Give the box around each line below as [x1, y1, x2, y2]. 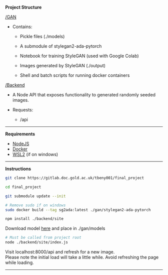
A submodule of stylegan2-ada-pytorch [19, 43, 102, 49]
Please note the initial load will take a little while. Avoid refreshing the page [5, 254, 159, 260]
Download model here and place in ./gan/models [5, 225, 105, 231]
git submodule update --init [5, 193, 66, 199]
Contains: [12, 24, 32, 30]
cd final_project [5, 184, 41, 190]
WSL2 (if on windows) [12, 152, 58, 157]
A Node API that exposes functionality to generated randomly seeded [12, 92, 156, 97]
